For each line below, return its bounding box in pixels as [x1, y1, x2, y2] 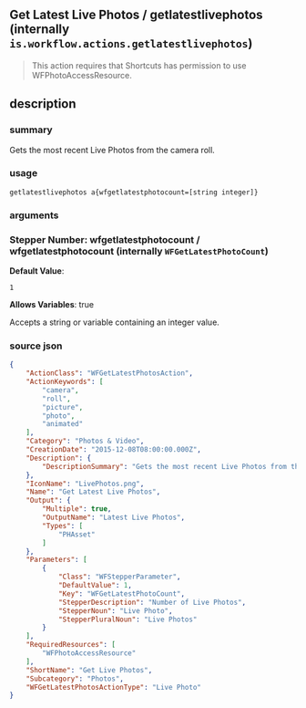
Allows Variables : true [9, 299, 94, 310]
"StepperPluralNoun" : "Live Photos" [57, 615, 198, 624]
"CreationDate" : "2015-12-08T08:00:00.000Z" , [25, 445, 202, 454]
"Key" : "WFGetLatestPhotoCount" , [57, 588, 185, 599]
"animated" [42, 420, 84, 429]
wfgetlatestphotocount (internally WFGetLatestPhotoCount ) [9, 245, 269, 257]
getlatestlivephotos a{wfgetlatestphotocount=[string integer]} [9, 187, 259, 197]
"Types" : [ [42, 521, 84, 530]
